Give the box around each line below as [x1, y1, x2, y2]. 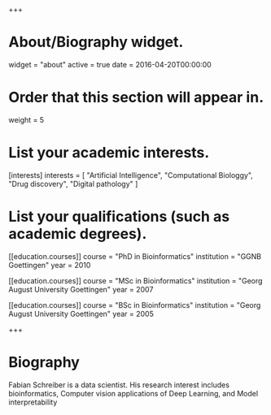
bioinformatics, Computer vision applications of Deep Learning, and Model [8, 388, 259, 398]
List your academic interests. [8, 144, 210, 162]
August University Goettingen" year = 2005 [8, 309, 155, 318]
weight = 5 [8, 115, 45, 124]
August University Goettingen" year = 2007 [8, 284, 154, 294]
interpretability [8, 397, 58, 407]
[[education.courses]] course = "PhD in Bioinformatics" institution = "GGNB [8, 251, 262, 261]
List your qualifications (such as [8, 208, 230, 226]
